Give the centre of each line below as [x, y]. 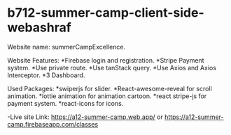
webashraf [39, 27]
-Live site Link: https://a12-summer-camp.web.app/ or [85, 117]
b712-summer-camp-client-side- [106, 13]
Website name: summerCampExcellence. [66, 47]
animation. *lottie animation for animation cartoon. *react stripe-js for [107, 96]
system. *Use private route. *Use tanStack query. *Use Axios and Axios [112, 67]
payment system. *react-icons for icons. [65, 103]
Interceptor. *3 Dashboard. [46, 75]
